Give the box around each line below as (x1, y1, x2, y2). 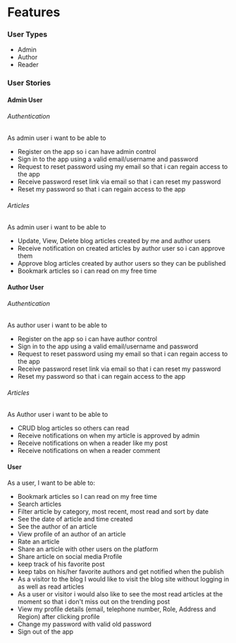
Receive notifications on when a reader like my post (17, 439, 168, 447)
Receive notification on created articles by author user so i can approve (17, 244, 225, 253)
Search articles (17, 500, 62, 508)
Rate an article (17, 537, 60, 545)
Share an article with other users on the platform (17, 545, 159, 553)
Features (7, 4, 61, 20)
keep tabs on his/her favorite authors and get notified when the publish (17, 567, 224, 576)
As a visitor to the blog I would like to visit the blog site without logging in (17, 574, 230, 583)
